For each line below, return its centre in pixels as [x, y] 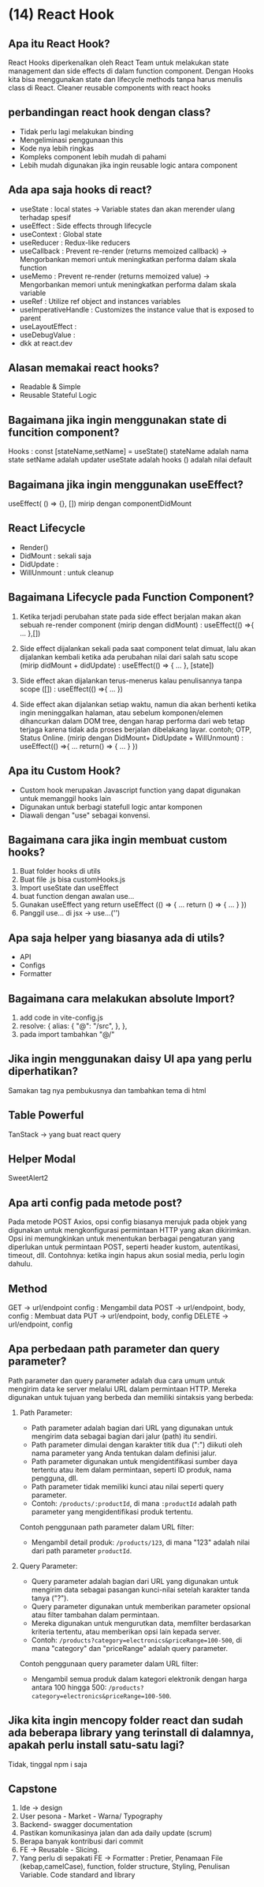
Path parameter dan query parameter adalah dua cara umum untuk [117, 1380]
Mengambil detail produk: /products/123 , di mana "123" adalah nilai [141, 1542]
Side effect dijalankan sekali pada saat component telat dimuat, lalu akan [138, 648]
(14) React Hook [61, 15]
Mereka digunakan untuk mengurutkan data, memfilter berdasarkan [141, 1623]
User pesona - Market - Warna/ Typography [91, 1816]
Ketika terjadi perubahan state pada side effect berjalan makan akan [130, 616]
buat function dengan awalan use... [77, 897]
